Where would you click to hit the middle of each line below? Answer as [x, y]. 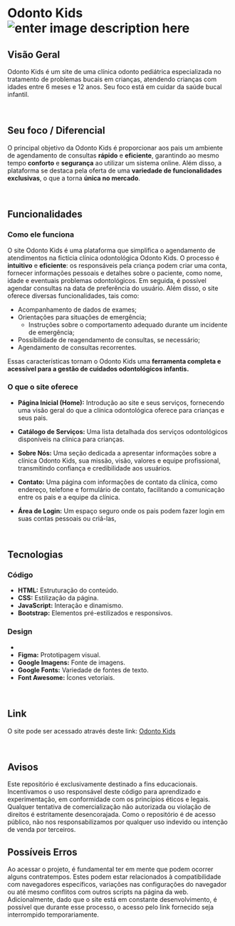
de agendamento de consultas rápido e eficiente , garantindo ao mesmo [113, 155]
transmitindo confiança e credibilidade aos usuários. [95, 468]
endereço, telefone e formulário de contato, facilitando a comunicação [121, 489]
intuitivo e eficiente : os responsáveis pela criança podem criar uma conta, [117, 265]
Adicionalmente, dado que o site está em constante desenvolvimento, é [112, 900]
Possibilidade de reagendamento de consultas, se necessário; [109, 339]
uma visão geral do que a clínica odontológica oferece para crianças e [121, 410]
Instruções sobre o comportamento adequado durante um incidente [128, 324]
